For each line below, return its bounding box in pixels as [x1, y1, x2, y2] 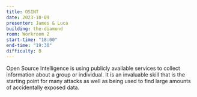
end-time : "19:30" [6, 43, 52, 49]
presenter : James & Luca [6, 20, 68, 26]
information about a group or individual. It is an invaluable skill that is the [6, 70, 185, 78]
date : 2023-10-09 [6, 14, 50, 20]
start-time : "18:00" [6, 37, 58, 43]
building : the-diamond [6, 25, 63, 32]
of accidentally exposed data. [6, 84, 80, 91]
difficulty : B [6, 48, 42, 54]
